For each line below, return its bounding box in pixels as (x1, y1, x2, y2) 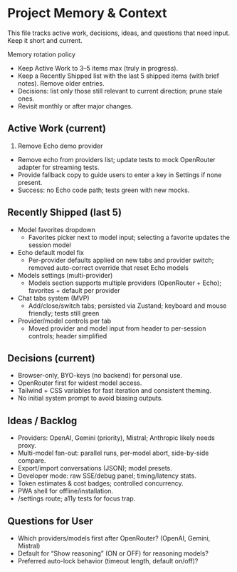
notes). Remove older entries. (17, 79, 105, 87)
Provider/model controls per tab (17, 316, 112, 325)
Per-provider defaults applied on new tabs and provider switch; (28, 256, 214, 264)
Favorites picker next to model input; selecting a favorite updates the (28, 233, 230, 241)
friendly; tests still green (28, 308, 100, 317)
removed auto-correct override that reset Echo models (28, 263, 189, 272)
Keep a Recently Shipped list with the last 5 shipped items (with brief (17, 71, 219, 80)
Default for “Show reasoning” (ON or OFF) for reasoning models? (17, 549, 209, 558)
